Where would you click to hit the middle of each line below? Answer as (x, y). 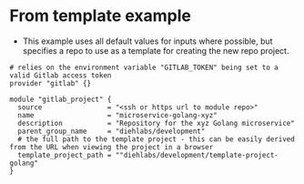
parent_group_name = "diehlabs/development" (111, 131)
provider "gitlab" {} (51, 83)
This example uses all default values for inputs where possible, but (147, 41)
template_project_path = (65, 155)
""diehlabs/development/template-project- (197, 155)
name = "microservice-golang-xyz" (118, 115)
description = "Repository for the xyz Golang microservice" (157, 123)
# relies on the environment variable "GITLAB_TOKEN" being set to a (144, 67)
